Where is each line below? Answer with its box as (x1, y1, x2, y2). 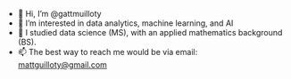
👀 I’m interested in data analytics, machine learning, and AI (17, 18, 234, 28)
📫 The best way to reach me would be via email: (17, 47, 198, 57)
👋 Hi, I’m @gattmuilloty (17, 9, 102, 19)
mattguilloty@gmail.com (17, 59, 107, 70)
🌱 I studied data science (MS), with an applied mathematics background (17, 28, 283, 37)
